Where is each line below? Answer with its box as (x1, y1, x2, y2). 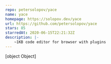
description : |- (5, 35, 39, 40)
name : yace (5, 12, 28, 17)
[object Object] (5, 53, 36, 59)
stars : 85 (5, 26, 26, 31)
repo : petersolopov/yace (5, 7, 57, 12)
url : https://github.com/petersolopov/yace (5, 21, 97, 26)
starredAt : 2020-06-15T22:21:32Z (5, 30, 75, 35)
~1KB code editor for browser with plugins (14, 40, 106, 45)
